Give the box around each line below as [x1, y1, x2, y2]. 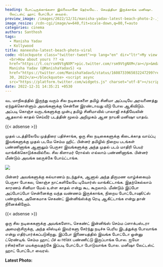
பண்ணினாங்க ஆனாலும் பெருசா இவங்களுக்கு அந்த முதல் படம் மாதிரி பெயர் [5, 144, 144, 150]
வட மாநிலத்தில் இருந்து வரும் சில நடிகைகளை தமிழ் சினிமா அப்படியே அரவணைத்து [5, 97, 158, 103]
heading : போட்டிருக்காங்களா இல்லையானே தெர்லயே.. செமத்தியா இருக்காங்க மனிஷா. [5, 7, 153, 12]
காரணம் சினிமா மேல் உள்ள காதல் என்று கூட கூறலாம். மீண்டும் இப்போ [5, 184, 139, 190]
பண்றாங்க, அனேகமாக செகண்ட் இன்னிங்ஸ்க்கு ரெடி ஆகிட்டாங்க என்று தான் [5, 196, 146, 201]
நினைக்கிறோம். [5, 201, 31, 207]
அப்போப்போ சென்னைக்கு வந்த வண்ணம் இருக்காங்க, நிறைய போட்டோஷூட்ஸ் [5, 190, 151, 196]
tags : [5, 35, 16, 39]
